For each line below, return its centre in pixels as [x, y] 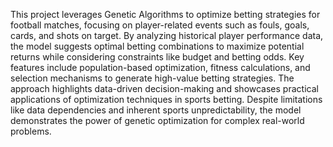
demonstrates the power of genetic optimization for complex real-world [157, 120]
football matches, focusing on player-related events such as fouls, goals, [160, 25]
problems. [31, 131]
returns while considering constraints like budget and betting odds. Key [157, 57]
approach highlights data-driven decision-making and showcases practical [164, 88]
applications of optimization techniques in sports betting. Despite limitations [166, 99]
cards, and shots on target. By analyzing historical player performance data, [167, 35]
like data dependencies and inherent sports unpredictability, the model [156, 110]
